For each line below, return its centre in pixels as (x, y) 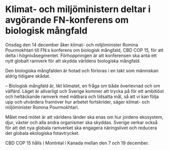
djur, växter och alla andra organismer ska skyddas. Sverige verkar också (81, 122)
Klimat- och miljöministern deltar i (78, 9)
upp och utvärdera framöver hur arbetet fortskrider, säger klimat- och (77, 102)
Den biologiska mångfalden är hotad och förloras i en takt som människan (82, 70)
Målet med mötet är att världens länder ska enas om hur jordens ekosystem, (84, 117)
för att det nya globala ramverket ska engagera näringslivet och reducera (81, 128)
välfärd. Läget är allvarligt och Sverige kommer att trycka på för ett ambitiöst (84, 91)
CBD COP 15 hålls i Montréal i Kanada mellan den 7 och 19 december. (77, 143)
